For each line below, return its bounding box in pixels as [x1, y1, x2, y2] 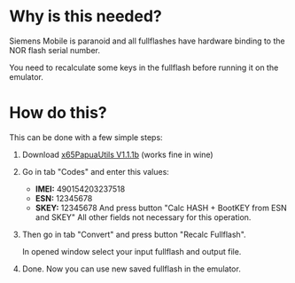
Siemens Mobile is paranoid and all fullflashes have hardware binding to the [9, 35, 285, 46]
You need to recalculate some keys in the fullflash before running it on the [9, 62, 279, 73]
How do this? [9, 103, 108, 123]
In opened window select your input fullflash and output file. [21, 246, 242, 256]
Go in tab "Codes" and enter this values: [21, 166, 170, 177]
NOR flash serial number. [9, 44, 100, 55]
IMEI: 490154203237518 [35, 184, 126, 194]
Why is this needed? [9, 6, 162, 27]
